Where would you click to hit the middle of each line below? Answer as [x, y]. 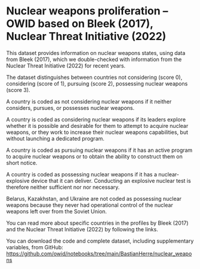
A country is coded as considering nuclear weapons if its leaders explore [96, 119]
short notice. [22, 163]
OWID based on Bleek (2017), [80, 24]
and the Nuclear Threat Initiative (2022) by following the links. [82, 229]
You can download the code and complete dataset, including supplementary [100, 241]
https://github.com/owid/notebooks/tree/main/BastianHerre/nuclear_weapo [99, 253]
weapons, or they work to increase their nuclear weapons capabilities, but [97, 132]
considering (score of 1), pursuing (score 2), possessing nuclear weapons [97, 83]
